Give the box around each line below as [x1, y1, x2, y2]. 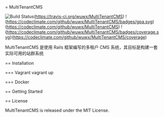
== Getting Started [5, 89, 43, 94]
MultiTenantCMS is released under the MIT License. [5, 107, 110, 113]
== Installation [5, 60, 34, 66]
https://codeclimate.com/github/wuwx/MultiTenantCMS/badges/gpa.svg [6, 19, 153, 24]
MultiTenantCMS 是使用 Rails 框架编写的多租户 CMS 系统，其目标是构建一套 [5, 44, 158, 50]
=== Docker [5, 79, 30, 85]
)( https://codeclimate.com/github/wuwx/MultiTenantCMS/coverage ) [10, 34, 147, 40]
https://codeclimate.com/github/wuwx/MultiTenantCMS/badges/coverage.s [6, 29, 159, 35]
